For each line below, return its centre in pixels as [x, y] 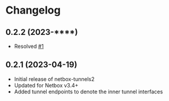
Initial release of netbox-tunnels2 [54, 79]
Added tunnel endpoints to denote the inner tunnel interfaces [88, 92]
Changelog [33, 10]
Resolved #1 [29, 46]
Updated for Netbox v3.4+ [46, 85]
